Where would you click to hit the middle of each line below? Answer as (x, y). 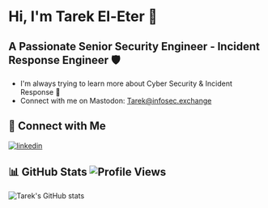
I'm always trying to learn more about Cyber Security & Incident (126, 83)
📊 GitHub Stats (48, 172)
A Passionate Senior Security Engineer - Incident (134, 47)
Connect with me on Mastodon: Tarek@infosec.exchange (116, 101)
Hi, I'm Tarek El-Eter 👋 (83, 17)
